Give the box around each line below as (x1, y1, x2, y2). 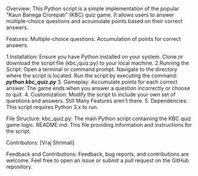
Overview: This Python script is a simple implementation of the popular (6, 5, 180, 12)
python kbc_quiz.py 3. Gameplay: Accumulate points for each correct (6, 78, 178, 85)
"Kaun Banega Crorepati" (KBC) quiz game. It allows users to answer (6, 11, 175, 18)
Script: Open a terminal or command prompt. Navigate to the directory (6, 66, 178, 73)
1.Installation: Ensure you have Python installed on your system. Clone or (6, 53, 184, 60)
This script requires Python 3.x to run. (6, 104, 99, 110)
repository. (6, 163, 33, 170)
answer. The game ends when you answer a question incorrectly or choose (6, 85, 190, 91)
